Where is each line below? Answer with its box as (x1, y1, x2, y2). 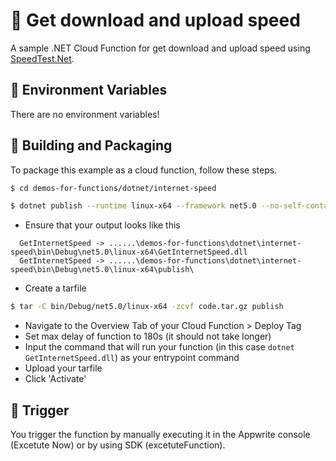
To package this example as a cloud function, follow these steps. (10, 164, 278, 176)
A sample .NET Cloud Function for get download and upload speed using (10, 42, 311, 54)
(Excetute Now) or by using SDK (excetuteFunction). (10, 439, 226, 451)
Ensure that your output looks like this (24, 219, 181, 231)
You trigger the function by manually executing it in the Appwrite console (10, 429, 311, 440)
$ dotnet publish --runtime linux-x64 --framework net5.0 (10, 201, 257, 211)
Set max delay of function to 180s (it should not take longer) (24, 330, 272, 343)
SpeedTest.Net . (10, 52, 75, 64)
